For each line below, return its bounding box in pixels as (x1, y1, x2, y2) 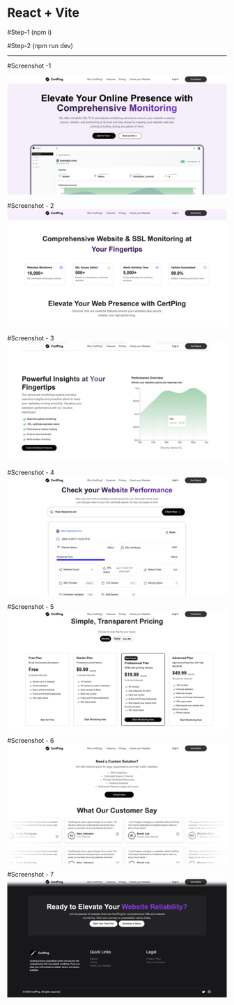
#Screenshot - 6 (7, 736, 54, 744)
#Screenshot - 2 (7, 201, 54, 210)
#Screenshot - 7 (7, 870, 54, 879)
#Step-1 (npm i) (7, 28, 52, 36)
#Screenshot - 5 (7, 603, 54, 611)
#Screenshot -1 (7, 61, 52, 70)
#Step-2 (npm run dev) (7, 41, 73, 50)
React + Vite (7, 5, 80, 21)
